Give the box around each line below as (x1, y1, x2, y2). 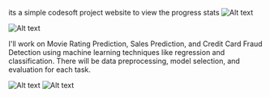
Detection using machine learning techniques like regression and (8, 48, 225, 57)
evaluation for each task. (8, 65, 92, 74)
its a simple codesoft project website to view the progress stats (8, 8, 221, 17)
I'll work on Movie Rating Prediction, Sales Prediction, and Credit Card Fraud (8, 39, 263, 48)
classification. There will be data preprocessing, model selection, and (8, 57, 241, 65)
